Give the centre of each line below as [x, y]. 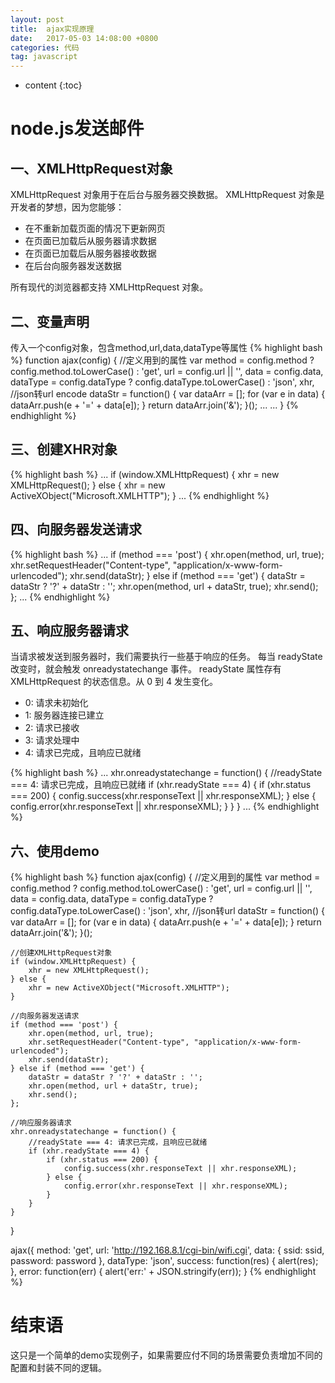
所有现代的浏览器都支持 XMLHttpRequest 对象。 [109, 287]
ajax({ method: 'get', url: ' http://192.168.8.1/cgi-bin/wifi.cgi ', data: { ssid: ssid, [167, 1250]
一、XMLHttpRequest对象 [91, 168]
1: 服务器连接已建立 [64, 715]
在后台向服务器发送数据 [73, 266]
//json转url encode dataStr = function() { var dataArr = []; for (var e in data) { [168, 393]
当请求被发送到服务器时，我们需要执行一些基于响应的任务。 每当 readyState [166, 657]
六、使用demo [55, 851]
